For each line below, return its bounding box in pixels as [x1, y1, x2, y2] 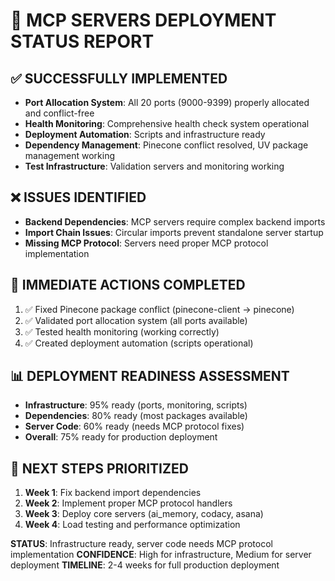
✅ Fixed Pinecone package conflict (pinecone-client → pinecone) [24, 303, 295, 315]
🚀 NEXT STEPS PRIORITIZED [10, 460, 189, 477]
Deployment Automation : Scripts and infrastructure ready [24, 129, 266, 140]
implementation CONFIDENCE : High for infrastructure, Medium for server [10, 549, 312, 561]
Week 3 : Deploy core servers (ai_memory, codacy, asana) [24, 508, 264, 520]
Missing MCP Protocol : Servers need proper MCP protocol [24, 237, 269, 249]
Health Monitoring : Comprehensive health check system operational [24, 118, 310, 129]
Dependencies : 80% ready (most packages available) [24, 410, 248, 422]
